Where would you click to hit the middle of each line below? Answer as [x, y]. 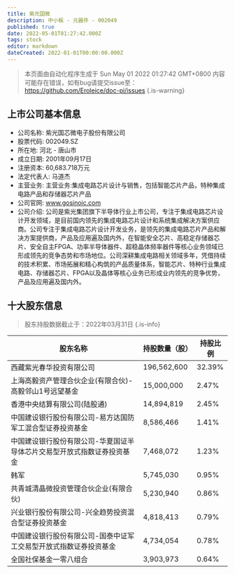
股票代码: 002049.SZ [48, 141]
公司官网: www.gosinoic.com [59, 202]
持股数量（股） [168, 348]
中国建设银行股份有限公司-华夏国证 [69, 441]
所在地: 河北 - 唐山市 [47, 150]
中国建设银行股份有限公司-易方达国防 [73, 417]
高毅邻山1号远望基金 [45, 391]
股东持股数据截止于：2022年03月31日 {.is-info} [92, 324]
